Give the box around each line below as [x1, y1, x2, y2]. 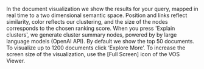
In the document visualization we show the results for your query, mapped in [6, 5, 199, 12]
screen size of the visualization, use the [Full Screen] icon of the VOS [6, 51, 180, 57]
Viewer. [6, 57, 26, 64]
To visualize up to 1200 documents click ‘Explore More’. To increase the [6, 44, 186, 51]
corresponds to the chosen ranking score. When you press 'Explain [6, 24, 175, 32]
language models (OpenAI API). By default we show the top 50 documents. [6, 38, 195, 45]
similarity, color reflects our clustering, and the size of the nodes [6, 18, 169, 25]
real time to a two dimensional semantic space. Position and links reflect [6, 12, 188, 19]
